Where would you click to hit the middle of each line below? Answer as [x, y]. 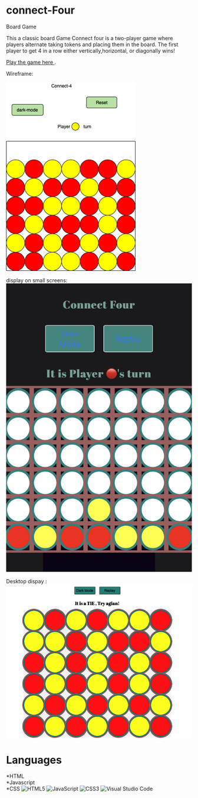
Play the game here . [31, 62]
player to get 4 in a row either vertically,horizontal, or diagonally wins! [90, 50]
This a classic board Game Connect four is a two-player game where [90, 38]
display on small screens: [37, 280]
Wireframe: [20, 73]
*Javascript [21, 783]
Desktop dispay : [27, 581]
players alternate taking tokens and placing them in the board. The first [92, 44]
